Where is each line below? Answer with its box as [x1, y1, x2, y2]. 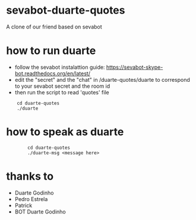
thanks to [6, 170, 54, 183]
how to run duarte [6, 44, 96, 58]
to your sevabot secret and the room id [14, 82, 110, 90]
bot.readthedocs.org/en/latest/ [14, 69, 91, 77]
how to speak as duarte [6, 125, 124, 139]
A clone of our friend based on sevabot [6, 23, 102, 30]
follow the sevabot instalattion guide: [14, 63, 105, 71]
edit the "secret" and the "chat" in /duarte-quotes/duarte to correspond [14, 76, 190, 83]
